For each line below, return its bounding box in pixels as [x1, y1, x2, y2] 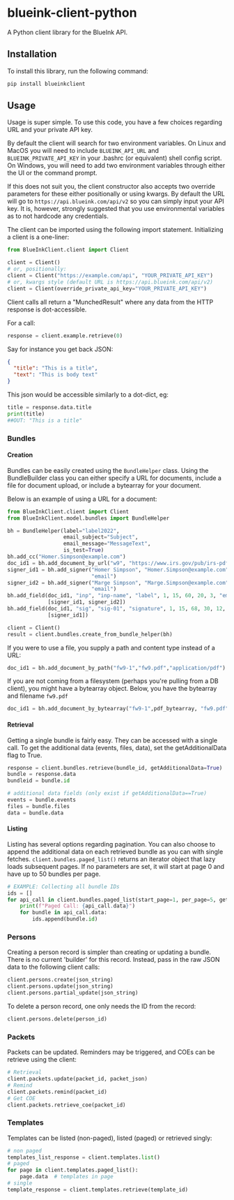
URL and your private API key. [7, 126, 93, 134]
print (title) [7, 410, 45, 417]
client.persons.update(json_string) [7, 983, 114, 990]
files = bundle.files [7, 803, 70, 810]
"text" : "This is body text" [13, 372, 98, 379]
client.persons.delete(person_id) [7, 1016, 108, 1023]
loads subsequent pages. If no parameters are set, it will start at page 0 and [7, 862, 225, 870]
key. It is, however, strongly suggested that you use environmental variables [7, 205, 225, 213]
